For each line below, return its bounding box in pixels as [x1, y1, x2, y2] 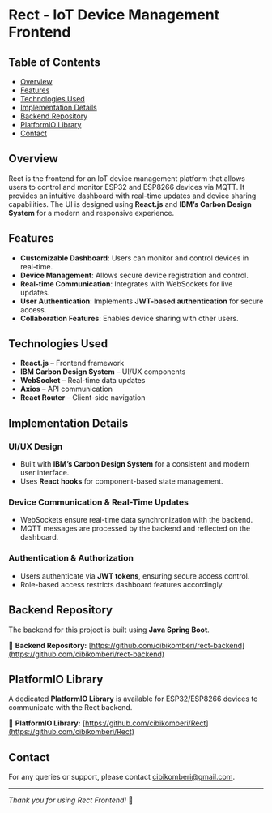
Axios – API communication [19, 384, 113, 394]
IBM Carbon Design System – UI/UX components [19, 367, 186, 376]
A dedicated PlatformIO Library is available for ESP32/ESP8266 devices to [8, 694, 258, 703]
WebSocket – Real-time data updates [19, 376, 146, 385]
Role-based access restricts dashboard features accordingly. [19, 579, 224, 589]
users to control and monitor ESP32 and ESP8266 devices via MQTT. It [8, 182, 245, 191]
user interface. [19, 468, 70, 478]
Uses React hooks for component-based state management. [19, 476, 224, 486]
